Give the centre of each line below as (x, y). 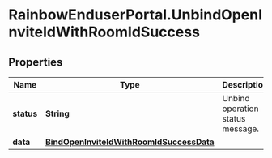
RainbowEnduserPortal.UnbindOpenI (136, 15)
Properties (36, 62)
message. (241, 129)
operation (240, 109)
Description (245, 85)
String (57, 113)
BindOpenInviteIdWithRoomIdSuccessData (130, 142)
